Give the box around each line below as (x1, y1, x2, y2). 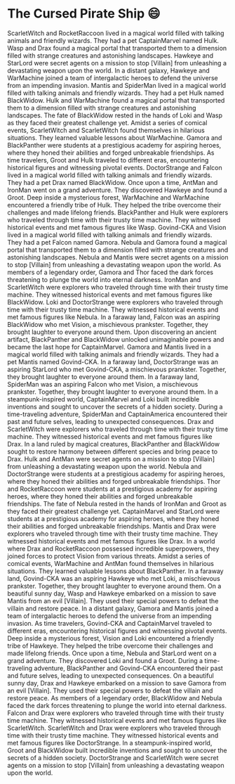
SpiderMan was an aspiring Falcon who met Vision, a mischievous (7, 380, 199, 388)
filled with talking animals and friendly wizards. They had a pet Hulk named (7, 89, 224, 97)
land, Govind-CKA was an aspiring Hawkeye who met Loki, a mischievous (7, 574, 221, 582)
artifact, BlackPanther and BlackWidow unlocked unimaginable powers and (7, 335, 224, 343)
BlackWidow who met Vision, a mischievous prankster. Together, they (7, 320, 208, 328)
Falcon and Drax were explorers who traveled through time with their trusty (7, 709, 224, 717)
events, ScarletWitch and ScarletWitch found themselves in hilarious (7, 126, 205, 134)
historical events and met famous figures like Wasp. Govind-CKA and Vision (7, 223, 227, 231)
